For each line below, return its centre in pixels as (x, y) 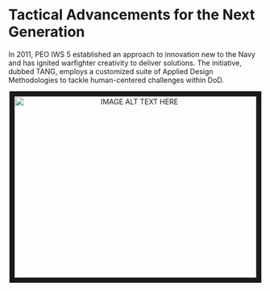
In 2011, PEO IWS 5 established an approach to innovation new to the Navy (132, 54)
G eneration (47, 32)
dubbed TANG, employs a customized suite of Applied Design (111, 71)
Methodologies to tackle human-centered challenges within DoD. (116, 80)
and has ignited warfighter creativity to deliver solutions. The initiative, (125, 63)
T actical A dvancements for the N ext (132, 15)
